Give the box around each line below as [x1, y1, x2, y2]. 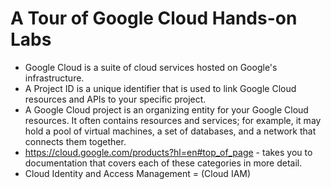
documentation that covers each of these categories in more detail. [24, 157, 303, 169]
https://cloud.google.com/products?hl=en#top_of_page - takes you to [24, 146, 313, 158]
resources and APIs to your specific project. [24, 93, 207, 105]
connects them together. [24, 135, 127, 147]
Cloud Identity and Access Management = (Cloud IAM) [24, 167, 252, 179]
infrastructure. [24, 72, 85, 84]
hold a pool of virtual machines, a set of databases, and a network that [24, 125, 317, 137]
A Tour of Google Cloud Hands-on [10, 7, 298, 30]
